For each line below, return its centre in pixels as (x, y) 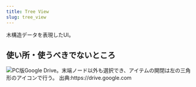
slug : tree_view (26, 17)
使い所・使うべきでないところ (61, 55)
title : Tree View (28, 12)
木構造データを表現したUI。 (40, 35)
